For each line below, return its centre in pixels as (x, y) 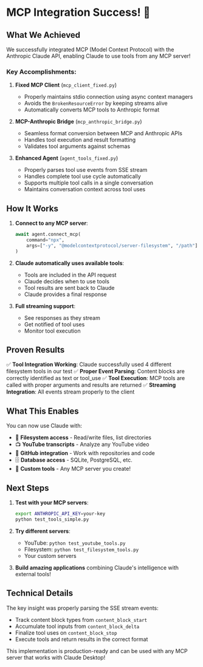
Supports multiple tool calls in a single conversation (89, 183)
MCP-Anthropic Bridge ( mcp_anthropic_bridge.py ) (78, 122)
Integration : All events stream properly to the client (71, 392)
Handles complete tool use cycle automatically (82, 177)
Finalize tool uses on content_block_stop (66, 632)
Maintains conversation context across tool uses (85, 189)
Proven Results (36, 350)
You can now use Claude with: (44, 426)
